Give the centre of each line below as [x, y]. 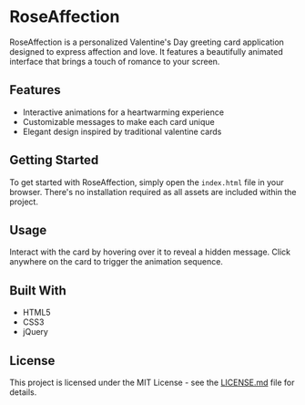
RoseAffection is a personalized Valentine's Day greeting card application [147, 42]
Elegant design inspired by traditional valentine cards [122, 131]
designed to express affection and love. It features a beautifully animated [147, 51]
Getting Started [54, 160]
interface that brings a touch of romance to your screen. [115, 61]
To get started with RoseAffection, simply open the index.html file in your [147, 182]
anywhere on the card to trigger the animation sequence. [116, 262]
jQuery [35, 332]
